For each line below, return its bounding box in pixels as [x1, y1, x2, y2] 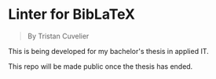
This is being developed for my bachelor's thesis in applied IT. [8, 46, 210, 56]
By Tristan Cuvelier [27, 31, 90, 41]
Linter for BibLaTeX [8, 5, 136, 23]
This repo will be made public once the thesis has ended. [8, 61, 193, 71]
